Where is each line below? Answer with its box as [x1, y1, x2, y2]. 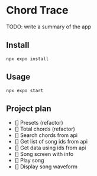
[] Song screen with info [14, 151, 74, 158]
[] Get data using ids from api [14, 144, 86, 151]
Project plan [6, 103, 51, 113]
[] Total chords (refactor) [14, 125, 76, 133]
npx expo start [6, 87, 44, 93]
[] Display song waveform [14, 163, 78, 170]
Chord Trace [6, 4, 69, 17]
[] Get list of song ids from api [14, 138, 88, 145]
